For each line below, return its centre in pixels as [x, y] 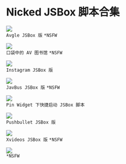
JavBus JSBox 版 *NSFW [33, 87]
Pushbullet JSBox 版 [31, 122]
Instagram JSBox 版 [30, 70]
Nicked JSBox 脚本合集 [63, 12]
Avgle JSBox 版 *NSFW [32, 35]
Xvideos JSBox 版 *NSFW [34, 140]
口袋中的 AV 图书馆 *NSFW [34, 53]
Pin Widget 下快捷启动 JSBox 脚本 [46, 105]
